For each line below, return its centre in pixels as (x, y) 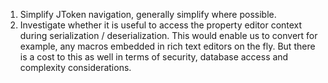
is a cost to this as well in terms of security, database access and (154, 57)
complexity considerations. (75, 67)
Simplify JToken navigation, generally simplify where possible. (148, 14)
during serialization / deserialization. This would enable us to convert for (168, 35)
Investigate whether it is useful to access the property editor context (161, 25)
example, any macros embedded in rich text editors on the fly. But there (167, 46)
